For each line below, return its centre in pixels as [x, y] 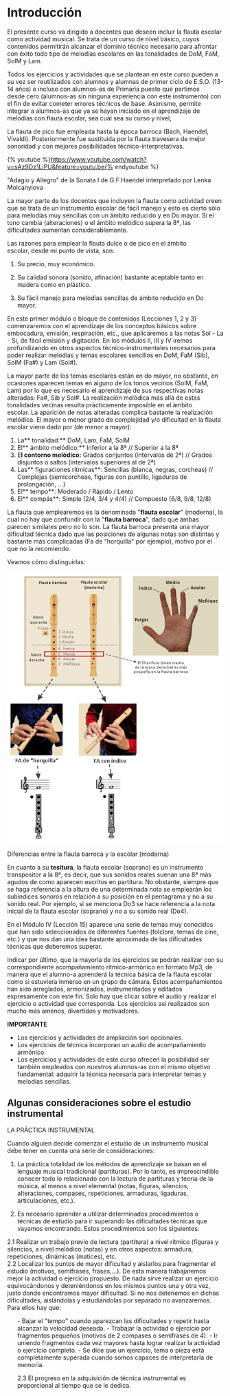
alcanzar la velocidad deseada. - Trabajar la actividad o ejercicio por [114, 1329]
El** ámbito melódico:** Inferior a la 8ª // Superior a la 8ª [97, 447]
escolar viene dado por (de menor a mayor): [69, 427]
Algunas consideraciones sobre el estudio [99, 1103]
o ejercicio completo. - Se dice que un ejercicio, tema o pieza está [111, 1351]
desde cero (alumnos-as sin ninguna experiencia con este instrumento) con [114, 96]
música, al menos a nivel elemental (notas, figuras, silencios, [103, 1186]
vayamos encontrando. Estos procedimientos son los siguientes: [108, 1229]
